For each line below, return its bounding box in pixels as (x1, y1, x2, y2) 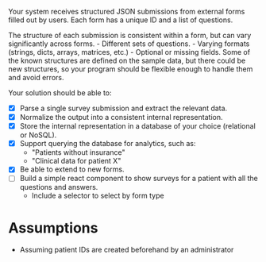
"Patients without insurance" (31, 148, 125, 157)
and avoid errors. (8, 73, 64, 82)
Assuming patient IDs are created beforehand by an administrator (19, 245, 234, 255)
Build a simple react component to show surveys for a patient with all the (19, 174, 258, 183)
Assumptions (8, 218, 98, 237)
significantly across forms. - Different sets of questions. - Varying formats (8, 39, 250, 48)
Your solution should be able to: (8, 88, 113, 98)
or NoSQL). (19, 130, 57, 140)
